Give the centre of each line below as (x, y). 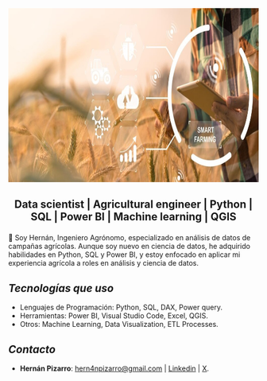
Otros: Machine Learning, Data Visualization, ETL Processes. (119, 325)
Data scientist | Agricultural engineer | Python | (133, 205)
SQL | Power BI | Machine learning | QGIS (133, 217)
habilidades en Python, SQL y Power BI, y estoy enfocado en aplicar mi (124, 255)
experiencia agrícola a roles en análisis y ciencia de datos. (104, 263)
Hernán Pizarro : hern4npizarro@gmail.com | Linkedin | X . (114, 368)
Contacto (32, 349)
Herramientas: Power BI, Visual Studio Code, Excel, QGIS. (114, 316)
